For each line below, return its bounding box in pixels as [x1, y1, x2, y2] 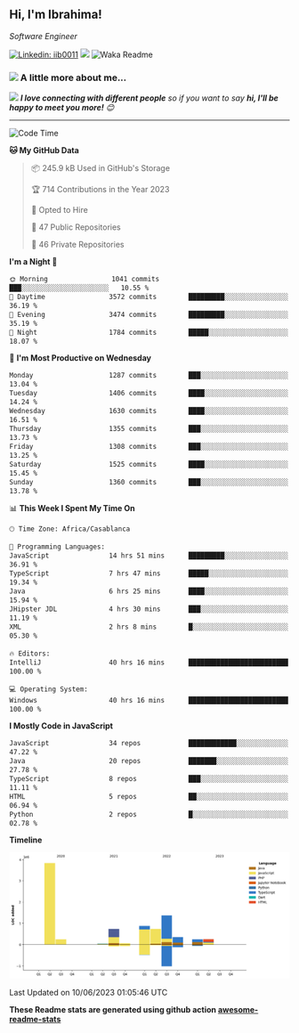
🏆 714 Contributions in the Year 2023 [30, 184, 170, 195]
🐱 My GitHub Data [9, 145, 80, 156]
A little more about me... [20, 71, 127, 84]
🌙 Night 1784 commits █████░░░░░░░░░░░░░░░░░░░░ [9, 329, 289, 338]
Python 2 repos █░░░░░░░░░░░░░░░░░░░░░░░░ [9, 810, 289, 819]
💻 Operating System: [9, 685, 89, 694]
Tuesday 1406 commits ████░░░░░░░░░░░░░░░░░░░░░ [9, 389, 289, 398]
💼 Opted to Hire [30, 205, 89, 216]
